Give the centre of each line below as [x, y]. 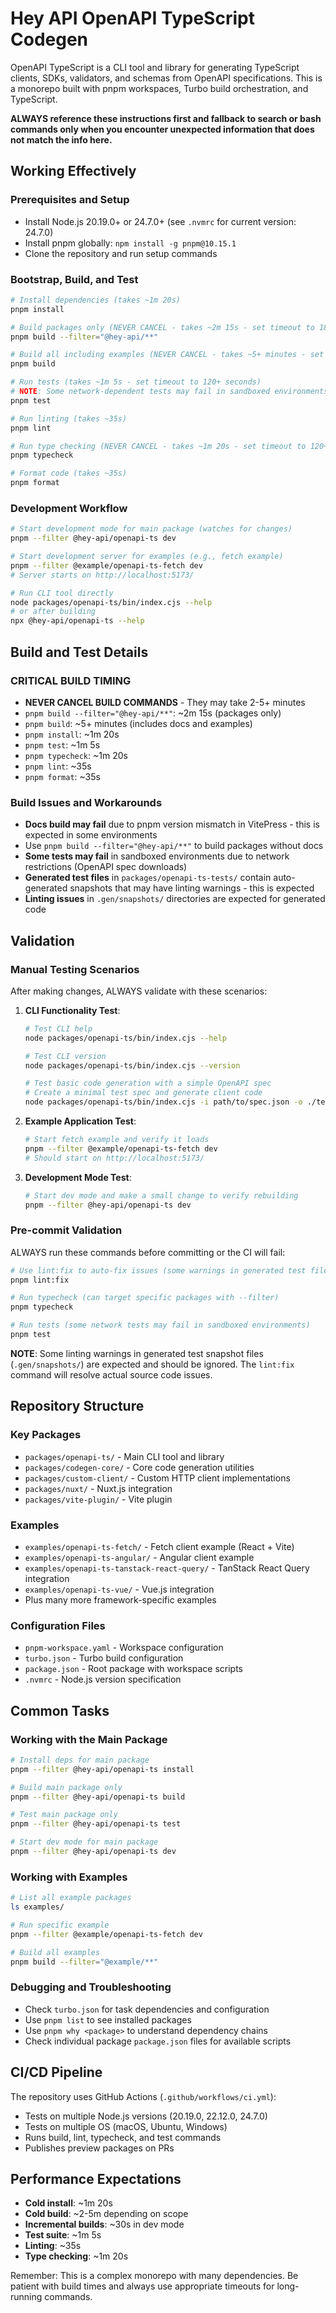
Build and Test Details [79, 652]
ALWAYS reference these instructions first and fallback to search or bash [166, 118]
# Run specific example [60, 1925]
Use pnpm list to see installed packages [108, 2019]
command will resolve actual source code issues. [111, 1374]
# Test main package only [64, 1815]
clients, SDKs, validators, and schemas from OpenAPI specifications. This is [166, 78]
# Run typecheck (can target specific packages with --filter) [145, 1298]
